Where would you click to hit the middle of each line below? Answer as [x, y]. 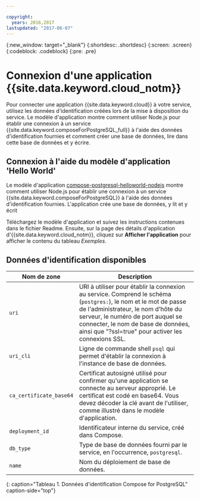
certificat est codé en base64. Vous [129, 396]
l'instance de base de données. [123, 363]
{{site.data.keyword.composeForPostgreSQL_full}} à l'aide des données [94, 130]
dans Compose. [101, 435]
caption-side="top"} [31, 490]
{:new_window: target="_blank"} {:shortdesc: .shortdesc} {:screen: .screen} [99, 45]
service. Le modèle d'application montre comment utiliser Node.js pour [93, 118]
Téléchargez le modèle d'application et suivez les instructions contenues [95, 222]
